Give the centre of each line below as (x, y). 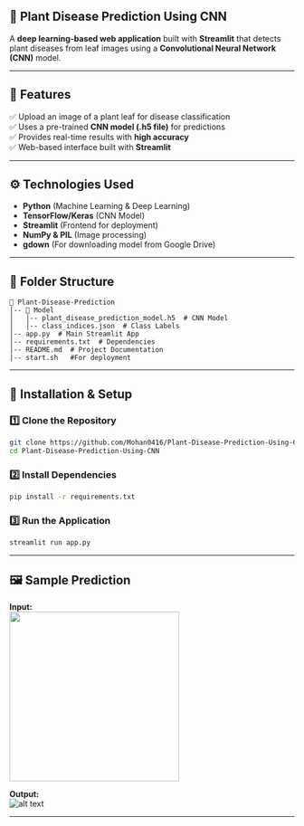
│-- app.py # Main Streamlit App (75, 334)
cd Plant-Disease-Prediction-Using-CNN (85, 451)
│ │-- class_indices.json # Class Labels (95, 327)
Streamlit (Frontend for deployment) (90, 225)
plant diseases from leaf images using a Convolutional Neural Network (143, 48)
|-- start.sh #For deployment (70, 358)
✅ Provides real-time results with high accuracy (100, 137)
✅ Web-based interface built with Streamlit (90, 147)
